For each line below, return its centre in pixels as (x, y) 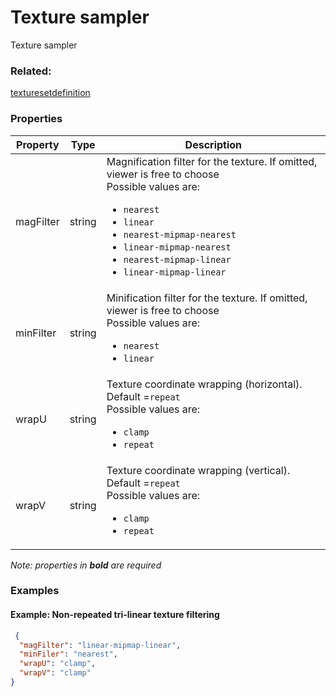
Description (213, 144)
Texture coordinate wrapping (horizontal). (204, 384)
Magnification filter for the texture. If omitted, (212, 161)
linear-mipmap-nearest (177, 247)
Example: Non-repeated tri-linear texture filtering (115, 615)
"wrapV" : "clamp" (55, 673)
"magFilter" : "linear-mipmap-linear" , (100, 645)
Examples (35, 591)
